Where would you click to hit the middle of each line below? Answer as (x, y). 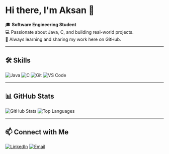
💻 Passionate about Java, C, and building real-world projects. (69, 32)
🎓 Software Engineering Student (41, 24)
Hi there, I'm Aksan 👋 (50, 10)
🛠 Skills (18, 61)
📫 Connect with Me (37, 132)
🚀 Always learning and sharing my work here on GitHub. (63, 39)
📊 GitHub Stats (30, 96)
